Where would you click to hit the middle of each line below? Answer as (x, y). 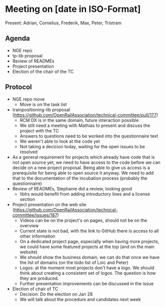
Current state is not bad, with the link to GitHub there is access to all (89, 231)
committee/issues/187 (35, 215)
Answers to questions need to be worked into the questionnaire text (89, 136)
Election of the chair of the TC (43, 71)
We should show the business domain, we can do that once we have (90, 257)
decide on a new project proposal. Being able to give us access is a (81, 168)
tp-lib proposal (27, 56)
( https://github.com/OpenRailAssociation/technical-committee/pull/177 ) (85, 115)
